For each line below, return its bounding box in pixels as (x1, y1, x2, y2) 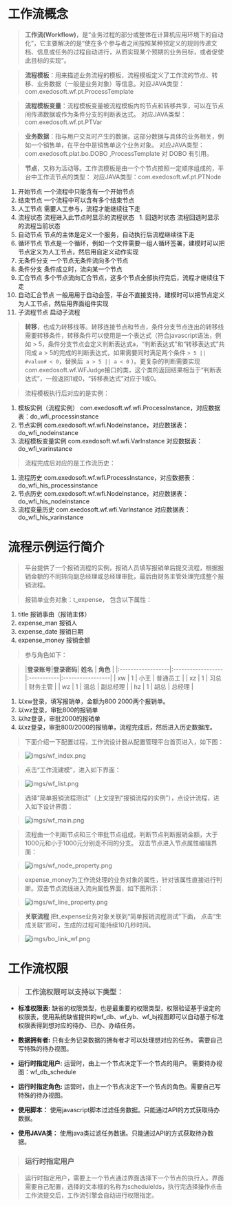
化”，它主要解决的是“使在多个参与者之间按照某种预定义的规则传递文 (24, 39, 218, 47)
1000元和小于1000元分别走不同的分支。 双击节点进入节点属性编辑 (24, 838, 212, 847)
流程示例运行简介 (8, 539, 105, 555)
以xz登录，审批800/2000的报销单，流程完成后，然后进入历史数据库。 (17, 723, 216, 731)
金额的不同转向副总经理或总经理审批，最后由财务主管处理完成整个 (30, 572, 218, 580)
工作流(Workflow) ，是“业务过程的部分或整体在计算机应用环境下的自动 (24, 30, 224, 39)
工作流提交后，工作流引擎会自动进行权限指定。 (24, 1191, 158, 1199)
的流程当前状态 (17, 221, 61, 230)
